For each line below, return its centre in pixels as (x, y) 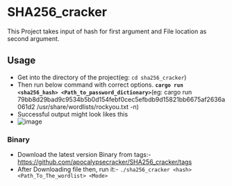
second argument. (33, 38)
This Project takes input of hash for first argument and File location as (107, 31)
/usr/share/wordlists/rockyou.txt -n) (88, 107)
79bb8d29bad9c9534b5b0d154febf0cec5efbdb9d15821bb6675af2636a (121, 99)
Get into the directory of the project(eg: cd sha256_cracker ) (102, 77)
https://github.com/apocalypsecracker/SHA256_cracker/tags (105, 162)
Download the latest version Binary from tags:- (84, 155)
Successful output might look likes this (73, 114)
